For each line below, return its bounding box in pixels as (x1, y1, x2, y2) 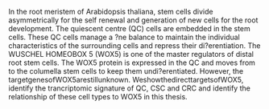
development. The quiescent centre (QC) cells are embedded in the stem (8, 24, 251, 33)
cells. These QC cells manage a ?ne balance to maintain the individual (8, 32, 240, 42)
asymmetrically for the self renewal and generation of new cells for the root (8, 15, 259, 25)
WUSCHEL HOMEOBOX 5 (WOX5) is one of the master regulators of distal (8, 50, 254, 59)
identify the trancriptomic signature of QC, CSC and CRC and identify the (8, 83, 251, 93)
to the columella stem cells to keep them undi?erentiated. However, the (8, 67, 244, 75)
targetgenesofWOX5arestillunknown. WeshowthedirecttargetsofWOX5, (8, 75, 244, 84)
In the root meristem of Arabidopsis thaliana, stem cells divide (8, 7, 213, 16)
